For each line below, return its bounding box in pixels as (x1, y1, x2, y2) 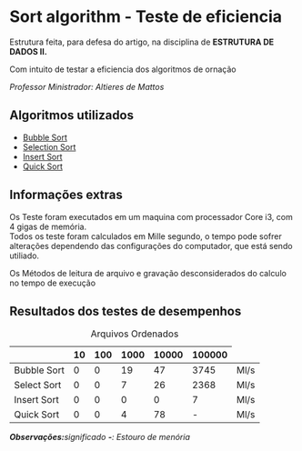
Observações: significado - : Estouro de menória (9, 432, 191, 443)
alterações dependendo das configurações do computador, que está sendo (9, 240, 293, 251)
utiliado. (9, 250, 39, 261)
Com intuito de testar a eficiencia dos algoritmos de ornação (9, 64, 237, 75)
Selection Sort (22, 141, 76, 152)
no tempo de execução (9, 277, 96, 288)
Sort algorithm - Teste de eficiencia (9, 6, 283, 27)
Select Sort (14, 379, 62, 392)
